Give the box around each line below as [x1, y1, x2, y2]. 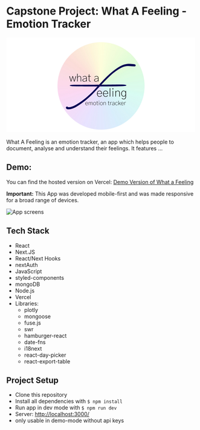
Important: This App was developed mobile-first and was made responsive [6, 190, 194, 197]
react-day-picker [24, 351, 66, 359]
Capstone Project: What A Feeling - [6, 4, 187, 18]
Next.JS [15, 248, 35, 256]
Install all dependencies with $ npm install [15, 398, 123, 405]
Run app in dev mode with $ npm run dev [15, 404, 117, 411]
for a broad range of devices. [6, 196, 79, 203]
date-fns [24, 338, 46, 346]
